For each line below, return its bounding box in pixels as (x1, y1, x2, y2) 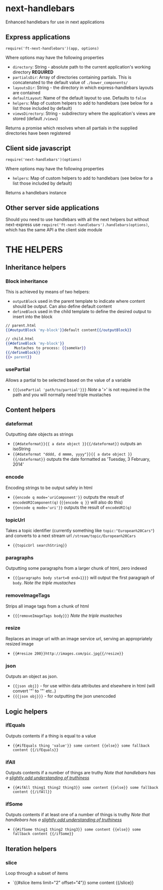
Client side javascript (5, 144, 71, 153)
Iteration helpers (5, 844, 57, 853)
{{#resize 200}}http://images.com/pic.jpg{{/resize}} (12, 651, 124, 656)
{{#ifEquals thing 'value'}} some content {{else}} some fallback (12, 743, 150, 748)
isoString (12, 446, 31, 452)
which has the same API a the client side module (5, 227, 102, 233)
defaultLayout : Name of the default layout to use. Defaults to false (12, 95, 147, 101)
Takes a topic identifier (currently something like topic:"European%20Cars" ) (5, 527, 155, 533)
